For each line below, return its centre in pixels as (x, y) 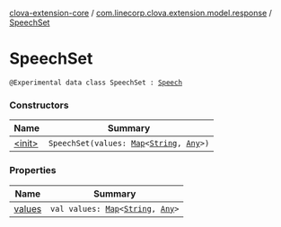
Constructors (39, 105)
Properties (33, 170)
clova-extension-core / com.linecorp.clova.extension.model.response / (140, 13)
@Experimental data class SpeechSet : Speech (96, 83)
